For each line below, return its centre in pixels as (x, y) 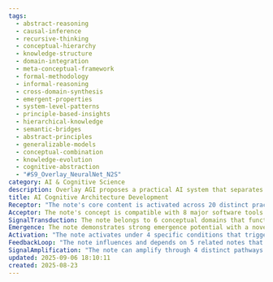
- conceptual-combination (60, 152)
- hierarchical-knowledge (60, 122)
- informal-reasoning (52, 84)
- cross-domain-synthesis (60, 91)
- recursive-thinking (52, 39)
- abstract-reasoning (52, 24)
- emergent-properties (54, 99)
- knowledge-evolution (54, 159)
